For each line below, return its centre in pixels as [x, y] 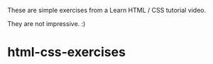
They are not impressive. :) [47, 24]
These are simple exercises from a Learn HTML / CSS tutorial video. [107, 10]
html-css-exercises [67, 52]
